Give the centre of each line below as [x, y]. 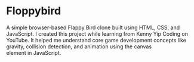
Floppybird [34, 11]
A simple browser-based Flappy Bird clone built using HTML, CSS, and [93, 27]
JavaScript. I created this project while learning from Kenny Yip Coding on [97, 33]
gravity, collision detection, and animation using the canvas [79, 46]
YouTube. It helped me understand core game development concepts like [96, 40]
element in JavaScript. [34, 52]
